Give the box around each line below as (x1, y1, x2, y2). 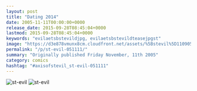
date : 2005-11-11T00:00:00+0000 (6, 19, 85, 25)
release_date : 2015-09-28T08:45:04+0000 (6, 24, 107, 31)
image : (6, 41, 22, 47)
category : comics (6, 57, 49, 63)
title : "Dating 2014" (6, 14, 59, 20)
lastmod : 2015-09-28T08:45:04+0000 (6, 30, 93, 36)
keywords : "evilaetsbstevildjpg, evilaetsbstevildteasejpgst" (6, 36, 161, 41)
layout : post (6, 8, 38, 15)
